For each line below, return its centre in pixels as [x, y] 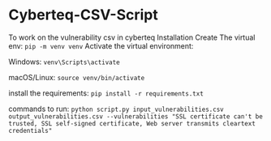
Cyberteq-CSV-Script [83, 15]
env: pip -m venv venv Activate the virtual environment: [101, 45]
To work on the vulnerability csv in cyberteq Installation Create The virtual [132, 37]
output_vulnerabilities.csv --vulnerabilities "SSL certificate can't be [136, 116]
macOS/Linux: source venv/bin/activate [77, 77]
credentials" [30, 130]
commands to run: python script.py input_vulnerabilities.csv [116, 109]
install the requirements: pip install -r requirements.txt [106, 93]
